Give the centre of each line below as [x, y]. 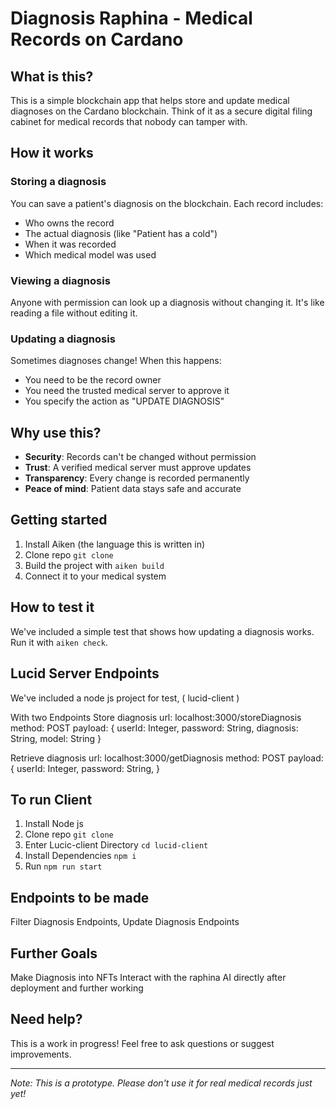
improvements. [41, 1054]
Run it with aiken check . [59, 642]
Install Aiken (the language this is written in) [115, 544]
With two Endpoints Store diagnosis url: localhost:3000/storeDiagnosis [156, 717]
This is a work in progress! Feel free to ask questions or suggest [142, 1043]
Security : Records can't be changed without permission [140, 457]
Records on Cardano [97, 39]
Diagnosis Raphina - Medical [131, 18]
